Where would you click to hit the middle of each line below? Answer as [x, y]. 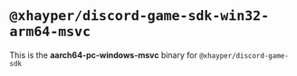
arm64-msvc [50, 32]
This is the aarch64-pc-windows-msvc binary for [103, 55]
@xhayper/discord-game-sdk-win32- [139, 16]
